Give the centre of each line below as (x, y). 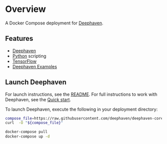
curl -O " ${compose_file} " (34, 123)
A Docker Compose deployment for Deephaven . (54, 23)
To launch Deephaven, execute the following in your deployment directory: (82, 109)
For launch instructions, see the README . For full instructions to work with (81, 94)
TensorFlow (24, 61)
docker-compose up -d (28, 137)
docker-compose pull (27, 132)
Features (19, 39)
